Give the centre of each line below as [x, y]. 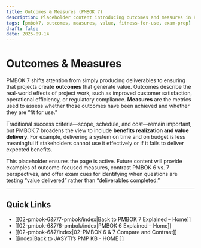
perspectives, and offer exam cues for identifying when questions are [92, 174]
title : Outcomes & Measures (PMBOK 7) [54, 12]
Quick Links [29, 205]
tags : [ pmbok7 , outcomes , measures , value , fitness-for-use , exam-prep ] [99, 23]
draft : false [22, 29]
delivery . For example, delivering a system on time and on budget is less [96, 137]
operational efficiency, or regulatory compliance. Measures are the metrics [99, 100]
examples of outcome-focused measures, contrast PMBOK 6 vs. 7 [88, 168]
